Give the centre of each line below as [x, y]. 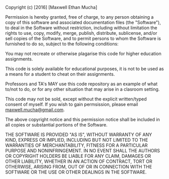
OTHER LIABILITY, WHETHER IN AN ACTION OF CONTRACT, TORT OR [79, 161]
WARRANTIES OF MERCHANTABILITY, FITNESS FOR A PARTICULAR [76, 145]
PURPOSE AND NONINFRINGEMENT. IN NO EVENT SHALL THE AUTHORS [83, 151]
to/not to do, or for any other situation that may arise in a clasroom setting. [82, 89]
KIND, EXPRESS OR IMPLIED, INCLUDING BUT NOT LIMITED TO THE [77, 140]
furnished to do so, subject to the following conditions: [62, 44]
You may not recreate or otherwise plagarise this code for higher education [83, 53]
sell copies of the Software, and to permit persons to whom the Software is [83, 38]
